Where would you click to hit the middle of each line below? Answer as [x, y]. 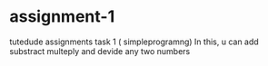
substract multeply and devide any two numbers [100, 51]
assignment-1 [62, 17]
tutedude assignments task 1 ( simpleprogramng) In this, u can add [134, 42]
